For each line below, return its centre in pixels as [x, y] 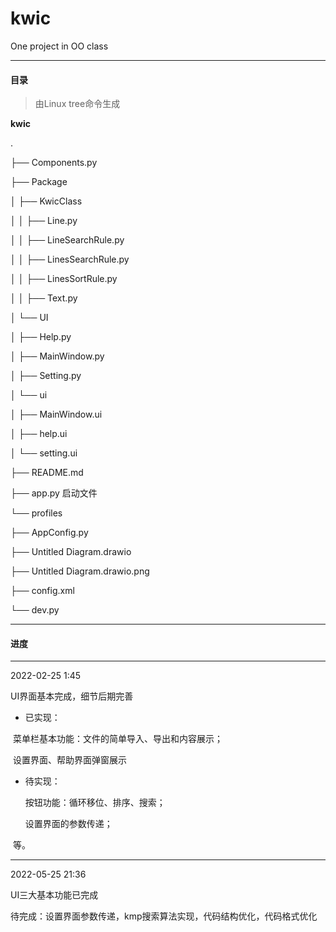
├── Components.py [54, 163]
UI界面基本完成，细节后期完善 [72, 696]
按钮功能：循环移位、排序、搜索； [95, 803]
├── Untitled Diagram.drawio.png [80, 571]
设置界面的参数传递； [68, 824]
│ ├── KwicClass [46, 201]
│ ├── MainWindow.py [57, 356]
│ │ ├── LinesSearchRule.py [70, 259]
